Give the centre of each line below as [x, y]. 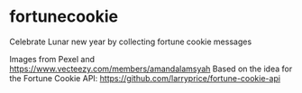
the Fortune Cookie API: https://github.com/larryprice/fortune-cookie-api [145, 78]
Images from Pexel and [52, 59]
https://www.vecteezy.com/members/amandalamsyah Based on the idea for [151, 69]
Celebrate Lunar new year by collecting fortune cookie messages [131, 42]
